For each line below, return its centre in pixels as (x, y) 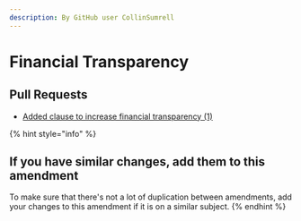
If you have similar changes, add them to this (137, 162)
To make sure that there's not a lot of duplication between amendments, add (150, 197)
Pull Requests (49, 95)
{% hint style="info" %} (53, 133)
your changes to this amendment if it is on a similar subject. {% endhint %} (148, 207)
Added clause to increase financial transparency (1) (117, 116)
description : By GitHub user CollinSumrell (92, 17)
